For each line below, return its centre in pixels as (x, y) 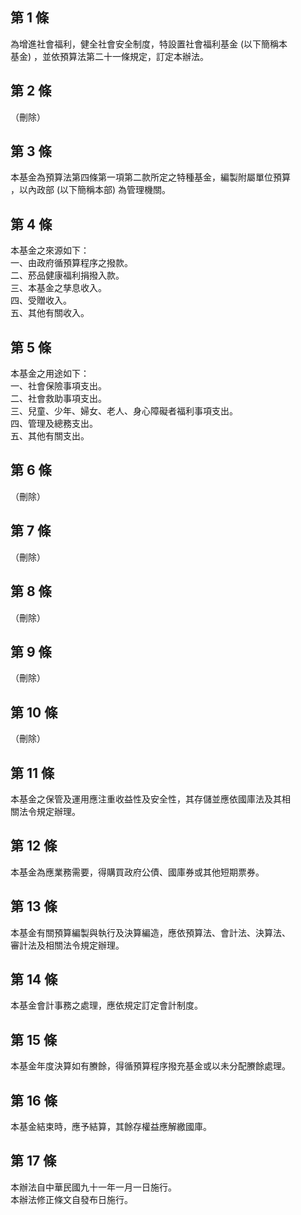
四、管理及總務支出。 (54, 424)
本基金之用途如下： (50, 374)
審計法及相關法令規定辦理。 (67, 945)
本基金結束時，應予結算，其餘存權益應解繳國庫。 (111, 1126)
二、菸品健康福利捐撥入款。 (67, 275)
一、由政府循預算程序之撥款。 (71, 263)
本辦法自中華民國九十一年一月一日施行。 (93, 1187)
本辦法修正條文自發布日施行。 (71, 1199)
